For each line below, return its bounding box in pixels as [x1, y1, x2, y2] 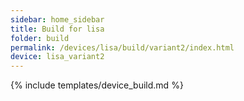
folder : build [10, 33, 70, 43]
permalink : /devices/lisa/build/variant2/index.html [10, 42, 235, 53]
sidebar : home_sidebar [10, 14, 105, 25]
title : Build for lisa [10, 24, 105, 34]
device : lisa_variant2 [10, 52, 105, 62]
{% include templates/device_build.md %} [10, 79, 184, 91]
